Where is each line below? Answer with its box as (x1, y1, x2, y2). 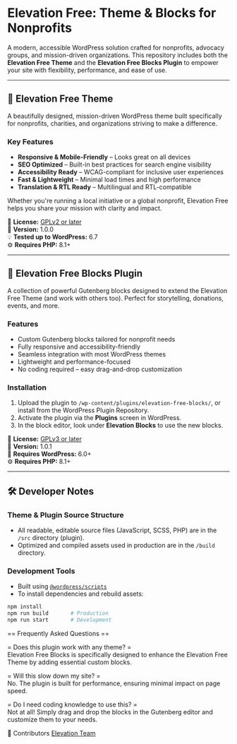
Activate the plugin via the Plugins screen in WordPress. (17, 414, 182, 422)
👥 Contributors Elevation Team (7, 729, 96, 738)
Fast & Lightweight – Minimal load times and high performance (17, 175, 201, 184)
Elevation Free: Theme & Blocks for (7, 5, 217, 21)
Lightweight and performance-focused (17, 358, 130, 366)
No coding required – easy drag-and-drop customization (17, 365, 183, 373)
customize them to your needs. (7, 715, 97, 724)
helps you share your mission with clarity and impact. (7, 204, 162, 212)
